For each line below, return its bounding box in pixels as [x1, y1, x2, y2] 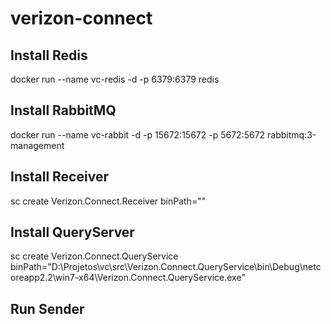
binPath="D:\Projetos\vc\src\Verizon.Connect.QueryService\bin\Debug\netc [10, 261, 322, 273]
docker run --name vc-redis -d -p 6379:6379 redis [10, 73, 220, 85]
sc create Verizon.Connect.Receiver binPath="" [10, 195, 207, 207]
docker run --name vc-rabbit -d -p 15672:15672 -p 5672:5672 [10, 128, 266, 141]
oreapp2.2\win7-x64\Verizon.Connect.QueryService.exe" [10, 272, 246, 284]
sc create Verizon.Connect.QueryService [10, 250, 179, 262]
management [10, 139, 65, 151]
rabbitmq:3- [267, 128, 317, 141]
